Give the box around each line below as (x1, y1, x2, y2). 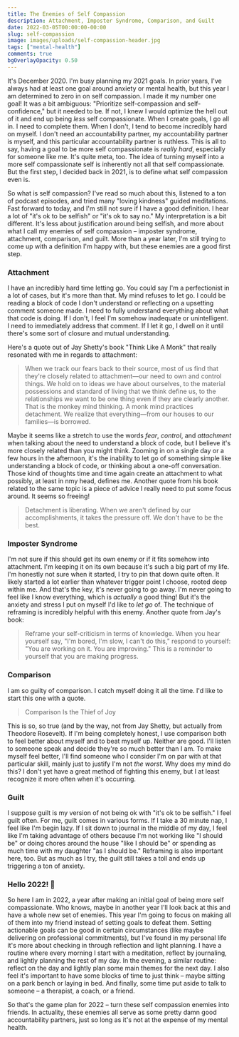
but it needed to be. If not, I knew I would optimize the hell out (46, 106, 228, 115)
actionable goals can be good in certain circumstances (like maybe (7, 926, 204, 935)
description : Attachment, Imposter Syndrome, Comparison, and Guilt (7, 17, 215, 24)
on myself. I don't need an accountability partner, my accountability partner (7, 129, 228, 138)
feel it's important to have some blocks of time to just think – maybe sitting (7, 971, 225, 980)
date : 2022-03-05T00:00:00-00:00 (7, 24, 107, 31)
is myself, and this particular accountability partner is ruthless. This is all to (7, 137, 226, 146)
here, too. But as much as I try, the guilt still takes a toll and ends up (7, 854, 206, 862)
